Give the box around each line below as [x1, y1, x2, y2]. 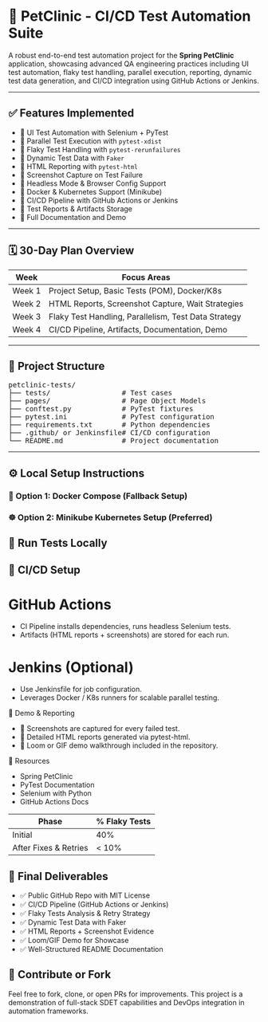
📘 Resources [8, 757, 50, 766]
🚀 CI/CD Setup [8, 564, 81, 577]
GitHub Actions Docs [19, 797, 89, 807]
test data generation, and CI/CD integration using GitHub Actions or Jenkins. [8, 76, 259, 85]
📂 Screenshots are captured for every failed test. [19, 724, 180, 733]
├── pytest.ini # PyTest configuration [8, 412, 215, 422]
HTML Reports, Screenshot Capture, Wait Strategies [49, 298, 244, 309]
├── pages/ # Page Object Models [8, 396, 207, 406]
